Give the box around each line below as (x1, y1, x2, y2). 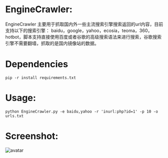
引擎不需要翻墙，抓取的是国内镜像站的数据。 (5, 40, 99, 46)
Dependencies (5, 59, 68, 70)
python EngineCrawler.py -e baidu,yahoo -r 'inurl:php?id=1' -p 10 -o (5, 109, 158, 114)
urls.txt (5, 113, 24, 118)
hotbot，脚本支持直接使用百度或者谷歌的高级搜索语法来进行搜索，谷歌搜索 (5, 34, 162, 40)
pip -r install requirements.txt (5, 75, 76, 80)
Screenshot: (5, 130, 59, 142)
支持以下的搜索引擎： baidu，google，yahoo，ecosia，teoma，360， (5, 27, 153, 34)
